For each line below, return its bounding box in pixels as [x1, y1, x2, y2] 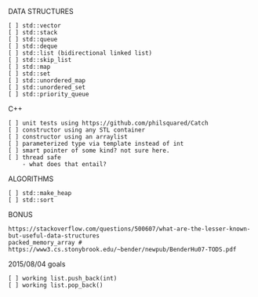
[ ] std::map [8, 63, 51, 71]
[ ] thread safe [8, 154, 61, 161]
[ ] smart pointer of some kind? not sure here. [8, 147, 170, 154]
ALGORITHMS [8, 174, 54, 183]
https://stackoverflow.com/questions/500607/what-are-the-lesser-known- [8, 225, 251, 233]
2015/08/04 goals [8, 259, 66, 269]
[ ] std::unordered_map [8, 77, 86, 85]
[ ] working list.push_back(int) [8, 274, 118, 282]
